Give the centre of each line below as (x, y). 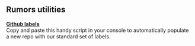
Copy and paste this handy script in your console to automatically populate (97, 30)
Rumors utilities (36, 10)
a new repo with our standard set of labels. (58, 36)
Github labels (23, 24)
